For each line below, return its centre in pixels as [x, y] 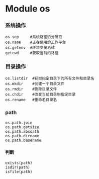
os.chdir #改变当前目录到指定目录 [40, 94]
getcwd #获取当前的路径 [32, 53]
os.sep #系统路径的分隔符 [34, 37]
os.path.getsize [22, 127]
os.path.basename [23, 141]
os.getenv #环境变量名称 [30, 48]
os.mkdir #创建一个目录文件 [35, 83]
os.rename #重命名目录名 [31, 100]
